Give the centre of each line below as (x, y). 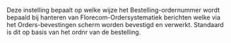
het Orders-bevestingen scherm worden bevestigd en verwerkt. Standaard (115, 25)
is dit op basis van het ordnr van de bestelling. (74, 32)
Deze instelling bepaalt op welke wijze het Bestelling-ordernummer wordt (113, 10)
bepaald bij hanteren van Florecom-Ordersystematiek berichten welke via (113, 17)
